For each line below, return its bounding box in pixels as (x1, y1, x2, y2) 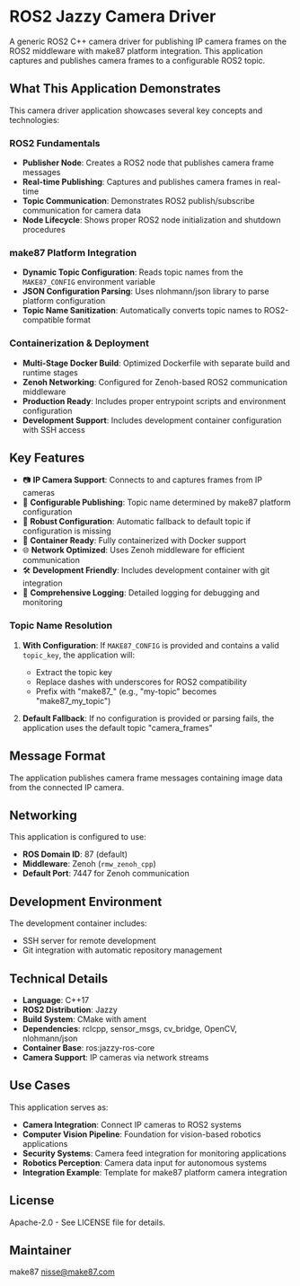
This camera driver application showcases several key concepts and (9, 105, 263, 116)
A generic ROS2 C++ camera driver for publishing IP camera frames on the (9, 36, 287, 47)
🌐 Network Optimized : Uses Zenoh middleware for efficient (22, 545, 245, 556)
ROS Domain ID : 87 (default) (22, 849, 128, 859)
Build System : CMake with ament (22, 1014, 147, 1025)
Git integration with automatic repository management (22, 945, 223, 956)
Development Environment (9, 894, 163, 909)
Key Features (9, 451, 85, 466)
